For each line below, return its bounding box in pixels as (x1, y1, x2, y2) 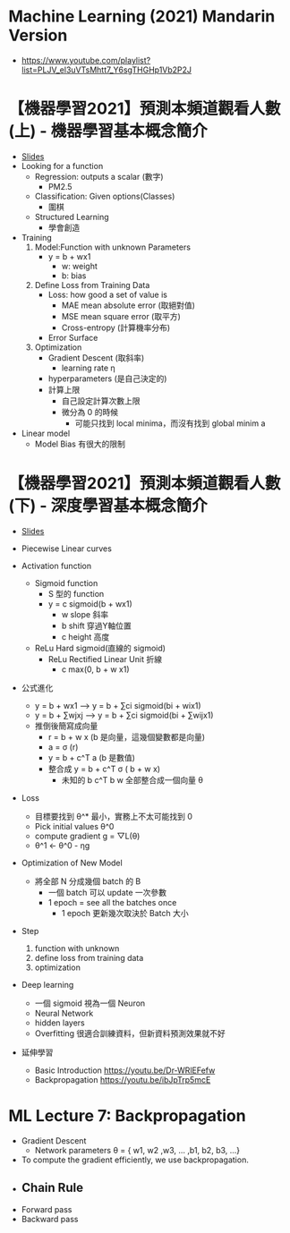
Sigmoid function (34, 577, 98, 588)
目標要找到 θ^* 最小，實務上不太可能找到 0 (34, 811, 193, 821)
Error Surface (47, 332, 98, 343)
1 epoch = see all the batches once (47, 897, 177, 907)
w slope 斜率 (61, 608, 109, 619)
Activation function (21, 560, 92, 571)
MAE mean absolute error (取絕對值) (61, 300, 196, 310)
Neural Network (34, 1008, 94, 1018)
